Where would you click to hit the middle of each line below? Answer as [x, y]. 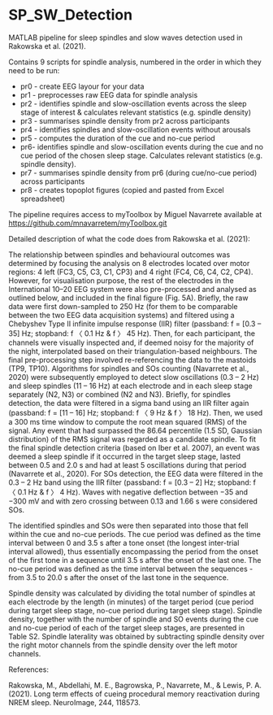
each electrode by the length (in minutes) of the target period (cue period [131, 602]
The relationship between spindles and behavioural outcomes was [119, 255]
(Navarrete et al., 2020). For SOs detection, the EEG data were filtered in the [136, 473]
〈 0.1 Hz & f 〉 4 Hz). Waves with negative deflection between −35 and [128, 492]
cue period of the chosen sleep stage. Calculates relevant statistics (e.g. [141, 155]
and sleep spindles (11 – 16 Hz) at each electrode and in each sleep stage [131, 386]
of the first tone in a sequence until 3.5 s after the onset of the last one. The [135, 560]
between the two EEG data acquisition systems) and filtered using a [121, 315]
